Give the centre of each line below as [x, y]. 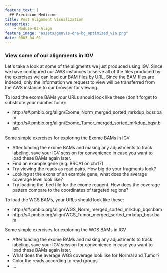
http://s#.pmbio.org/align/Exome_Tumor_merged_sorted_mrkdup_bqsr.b [86, 123]
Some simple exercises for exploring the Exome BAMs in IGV [67, 138]
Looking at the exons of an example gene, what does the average [80, 174]
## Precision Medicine [33, 15]
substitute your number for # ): [36, 103]
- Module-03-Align [33, 29]
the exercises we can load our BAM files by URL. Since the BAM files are [80, 77]
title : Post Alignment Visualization [44, 19]
